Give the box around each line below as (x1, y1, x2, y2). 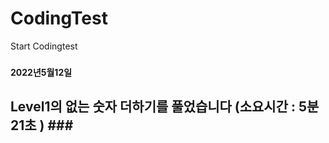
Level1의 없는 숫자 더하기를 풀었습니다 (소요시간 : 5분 (10, 98, 320, 116)
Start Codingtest (10, 40, 78, 52)
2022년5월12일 (10, 66, 73, 78)
